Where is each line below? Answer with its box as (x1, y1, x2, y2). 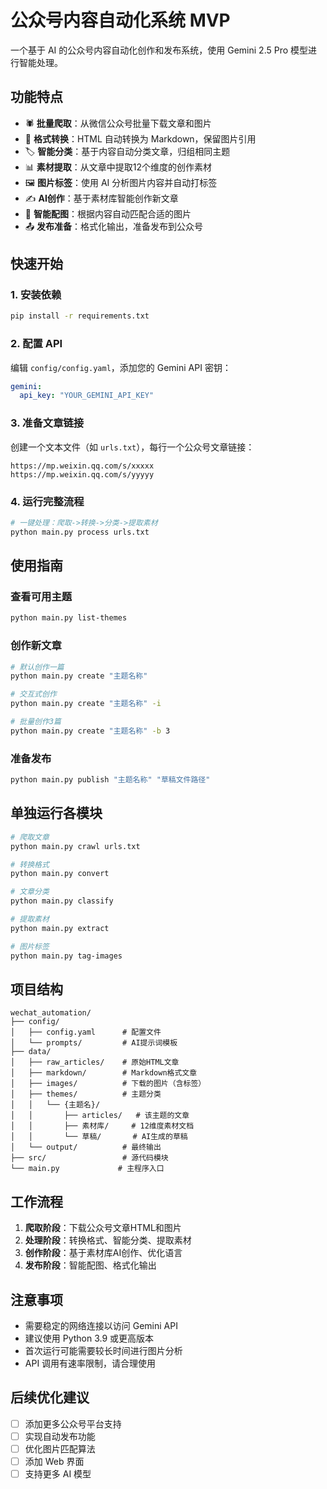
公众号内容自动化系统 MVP (10, 9, 231, 32)
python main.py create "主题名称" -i (10, 699, 162, 709)
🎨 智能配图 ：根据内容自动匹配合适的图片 (24, 207, 192, 220)
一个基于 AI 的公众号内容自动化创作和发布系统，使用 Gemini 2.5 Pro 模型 (10, 44, 309, 56)
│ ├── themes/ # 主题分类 (10, 1089, 162, 1100)
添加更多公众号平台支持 (24, 1417, 122, 1430)
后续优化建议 (10, 1389, 90, 1406)
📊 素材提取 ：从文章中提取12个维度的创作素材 (24, 161, 213, 173)
